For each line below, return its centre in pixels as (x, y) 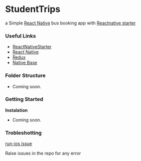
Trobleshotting (23, 133)
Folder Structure (25, 76)
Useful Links (21, 36)
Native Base (25, 63)
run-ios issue (19, 144)
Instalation (16, 110)
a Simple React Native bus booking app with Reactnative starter (70, 23)
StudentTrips (33, 9)
